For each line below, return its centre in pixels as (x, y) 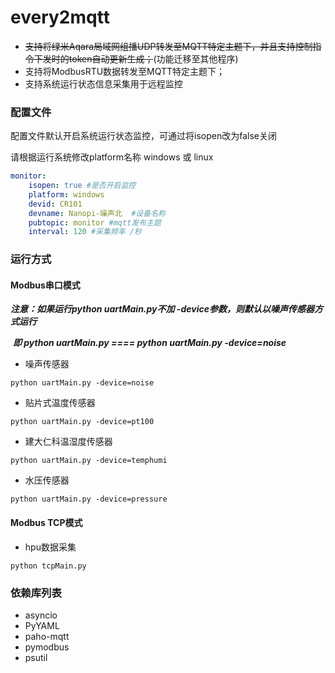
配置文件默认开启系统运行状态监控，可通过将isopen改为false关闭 (143, 136)
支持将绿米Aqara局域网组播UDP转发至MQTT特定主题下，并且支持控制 (168, 46)
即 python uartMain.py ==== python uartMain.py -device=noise (149, 343)
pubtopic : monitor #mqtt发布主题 (95, 222)
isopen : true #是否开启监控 (82, 186)
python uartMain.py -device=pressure (89, 499)
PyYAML (42, 625)
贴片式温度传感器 (60, 403)
